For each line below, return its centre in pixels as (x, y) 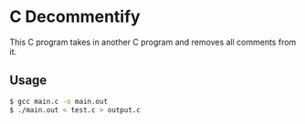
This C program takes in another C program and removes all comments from (153, 42)
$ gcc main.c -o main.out (58, 101)
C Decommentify (75, 17)
